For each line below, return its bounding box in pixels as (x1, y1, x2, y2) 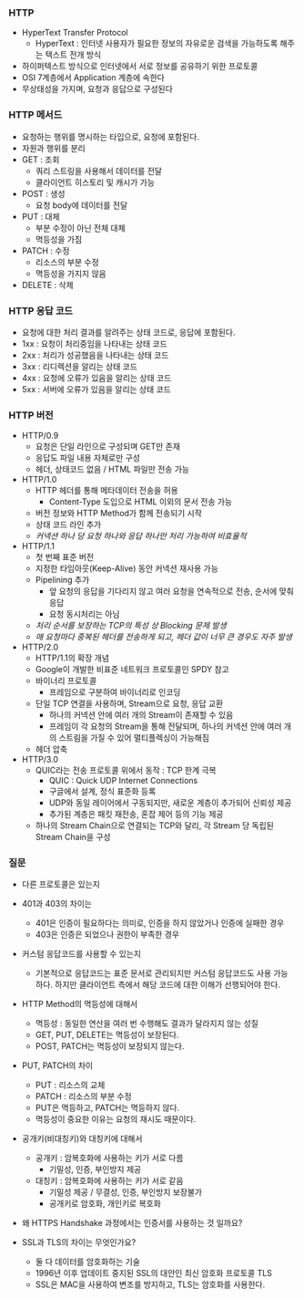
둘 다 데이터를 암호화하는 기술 (35, 1256, 140, 1267)
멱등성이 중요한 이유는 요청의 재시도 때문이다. (35, 1114, 197, 1125)
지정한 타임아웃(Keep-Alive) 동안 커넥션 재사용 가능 (35, 563, 219, 574)
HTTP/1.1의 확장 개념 (35, 652, 110, 663)
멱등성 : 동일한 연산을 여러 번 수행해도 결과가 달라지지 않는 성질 (35, 1018, 258, 1029)
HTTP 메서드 (8, 109, 63, 121)
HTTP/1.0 (21, 474, 57, 485)
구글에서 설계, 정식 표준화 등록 (48, 786, 157, 797)
